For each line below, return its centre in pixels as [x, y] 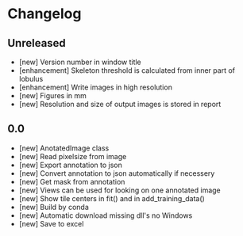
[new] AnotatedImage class [64, 148]
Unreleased [37, 43]
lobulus [31, 79]
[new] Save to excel [51, 223]
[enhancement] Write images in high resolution [95, 87]
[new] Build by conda [54, 207]
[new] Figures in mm [52, 95]
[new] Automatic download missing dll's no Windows [106, 215]
